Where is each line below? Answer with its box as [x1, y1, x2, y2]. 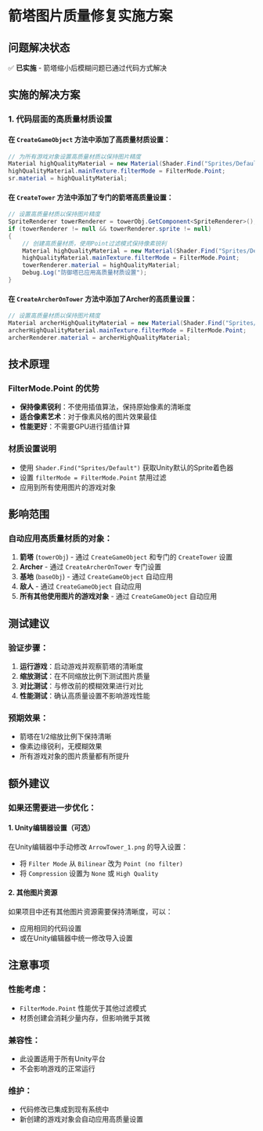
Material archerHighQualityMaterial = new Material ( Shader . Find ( [8, 319, 225, 327]
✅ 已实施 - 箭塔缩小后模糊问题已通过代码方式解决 [8, 64, 168, 72]
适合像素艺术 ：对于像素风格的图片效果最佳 [19, 412, 157, 421]
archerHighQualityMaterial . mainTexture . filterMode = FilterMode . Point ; [8, 327, 247, 334]
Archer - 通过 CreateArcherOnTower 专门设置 [19, 562, 162, 571]
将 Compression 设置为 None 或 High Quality [19, 868, 159, 877]
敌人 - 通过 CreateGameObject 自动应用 [19, 582, 142, 591]
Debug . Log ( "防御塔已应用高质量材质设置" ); [22, 268, 147, 277]
